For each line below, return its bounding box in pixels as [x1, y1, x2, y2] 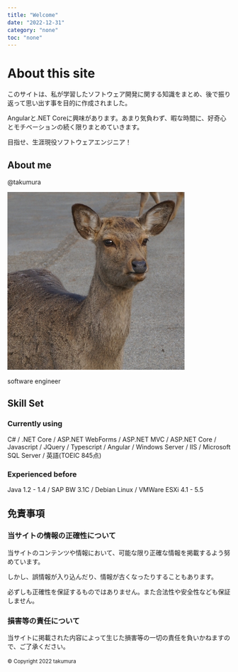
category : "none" [7, 26, 59, 33]
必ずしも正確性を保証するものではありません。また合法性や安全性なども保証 [7, 587, 231, 596]
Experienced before [7, 469, 77, 479]
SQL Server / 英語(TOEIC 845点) [7, 451, 102, 459]
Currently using [7, 419, 62, 429]
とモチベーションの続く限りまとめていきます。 [7, 123, 144, 132]
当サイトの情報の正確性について [7, 530, 116, 540]
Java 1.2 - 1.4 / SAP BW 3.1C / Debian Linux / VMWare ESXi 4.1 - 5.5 [7, 485, 204, 494]
